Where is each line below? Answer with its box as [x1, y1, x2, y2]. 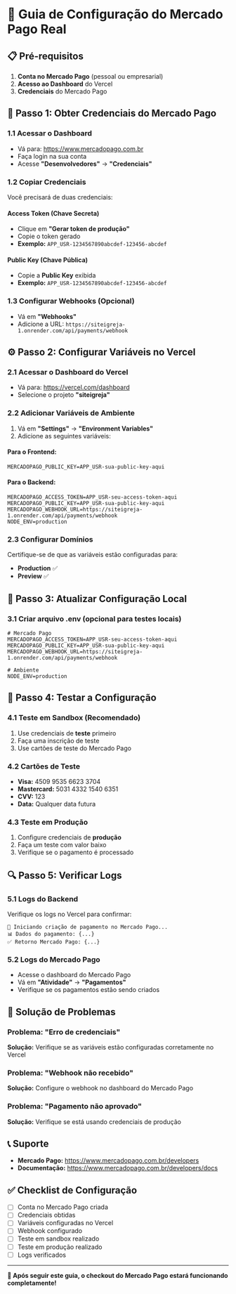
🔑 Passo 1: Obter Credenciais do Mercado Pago [7, 107, 216, 119]
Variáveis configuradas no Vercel [17, 1219, 114, 1227]
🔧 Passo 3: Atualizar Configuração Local [7, 593, 188, 605]
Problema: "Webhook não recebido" [7, 1068, 133, 1078]
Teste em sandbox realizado [17, 1234, 100, 1243]
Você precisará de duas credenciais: [7, 192, 113, 201]
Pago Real [7, 21, 67, 37]
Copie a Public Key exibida [17, 271, 96, 280]
